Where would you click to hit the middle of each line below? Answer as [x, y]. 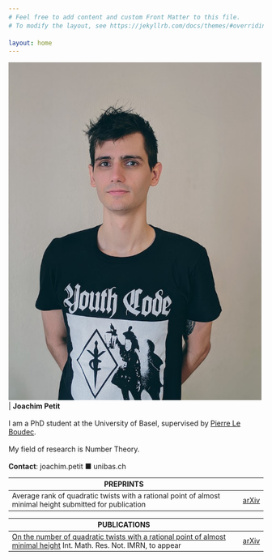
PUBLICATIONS [124, 525]
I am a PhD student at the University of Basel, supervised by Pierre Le [125, 423]
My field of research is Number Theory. [74, 449]
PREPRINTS [124, 484]
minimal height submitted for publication [79, 504]
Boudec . [22, 432]
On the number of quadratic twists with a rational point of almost [119, 536]
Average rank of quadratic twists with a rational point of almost [116, 496]
